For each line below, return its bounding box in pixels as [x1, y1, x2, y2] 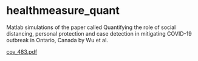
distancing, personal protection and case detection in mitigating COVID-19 [6, 30, 193, 37]
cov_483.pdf [6, 48, 38, 55]
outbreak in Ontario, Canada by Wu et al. [6, 36, 108, 43]
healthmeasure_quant [6, 4, 120, 18]
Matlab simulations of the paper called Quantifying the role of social [6, 24, 176, 31]
